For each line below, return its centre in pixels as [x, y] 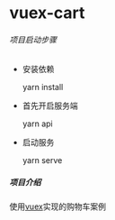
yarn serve [42, 160]
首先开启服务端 [50, 105]
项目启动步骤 [33, 40]
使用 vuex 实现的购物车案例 [57, 206]
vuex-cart [47, 13]
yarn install [43, 87]
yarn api [37, 124]
